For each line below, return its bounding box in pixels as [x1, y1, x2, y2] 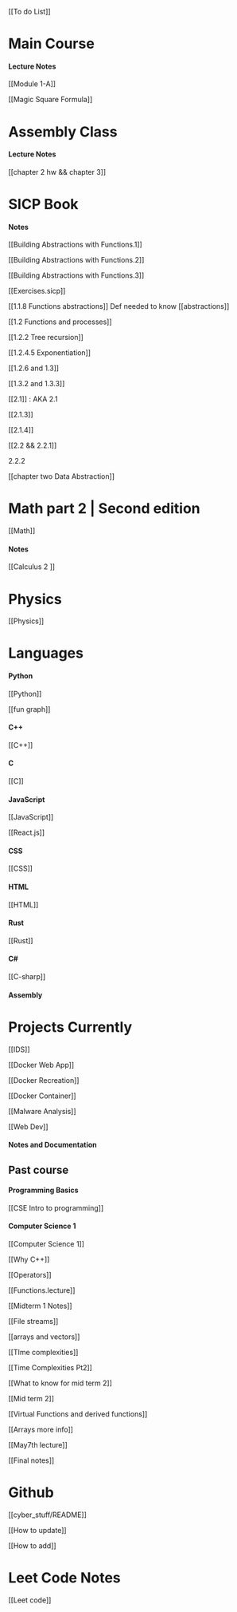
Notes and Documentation [8, 1140, 97, 1150]
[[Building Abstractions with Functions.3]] [8, 271, 145, 280]
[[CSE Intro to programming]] [8, 1203, 104, 1212]
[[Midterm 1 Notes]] [8, 1301, 73, 1310]
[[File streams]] [8, 1316, 59, 1326]
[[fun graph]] [8, 704, 51, 713]
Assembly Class [8, 123, 118, 140]
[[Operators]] [8, 1270, 52, 1279]
